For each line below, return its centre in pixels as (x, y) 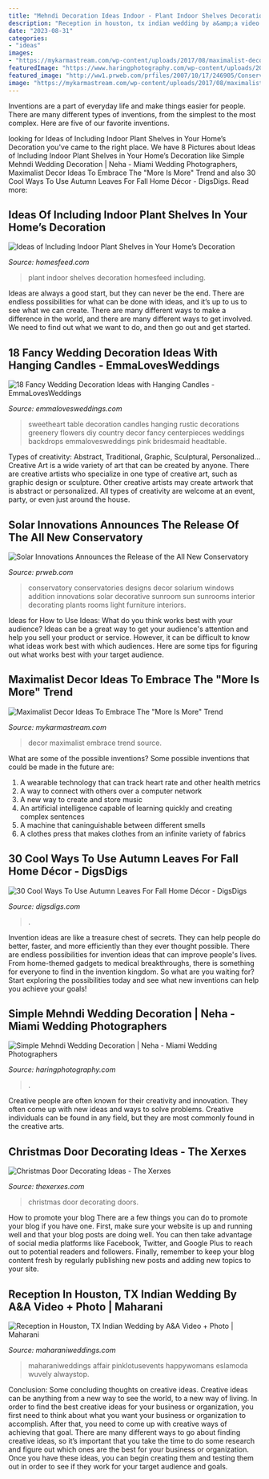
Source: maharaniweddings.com (62, 1350)
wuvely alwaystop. (58, 1374)
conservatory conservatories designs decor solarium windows (131, 588)
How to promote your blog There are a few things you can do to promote (128, 1218)
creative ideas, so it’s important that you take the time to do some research (131, 1441)
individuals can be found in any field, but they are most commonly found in (131, 1118)
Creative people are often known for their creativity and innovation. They (128, 1101)
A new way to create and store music (81, 799)
